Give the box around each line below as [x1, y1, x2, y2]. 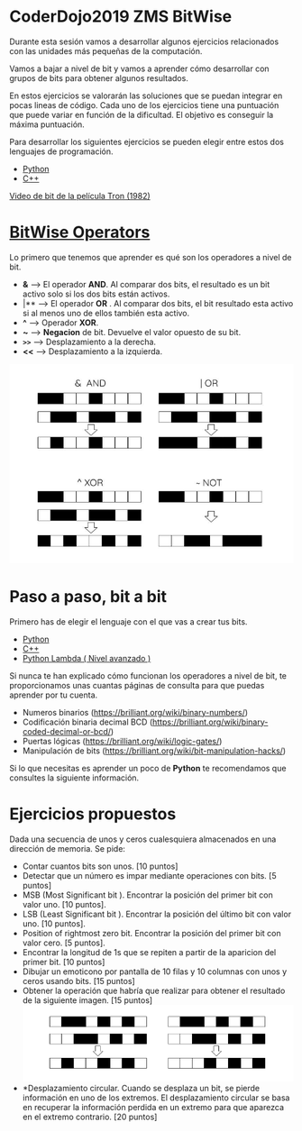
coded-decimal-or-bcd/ [22, 725, 111, 736]
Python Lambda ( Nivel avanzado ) [22, 652, 151, 663]
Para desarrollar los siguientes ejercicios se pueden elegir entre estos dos [9, 136, 284, 147]
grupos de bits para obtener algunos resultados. [9, 72, 189, 83]
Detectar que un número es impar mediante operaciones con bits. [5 [22, 870, 277, 880]
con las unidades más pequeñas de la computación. [9, 45, 203, 56]
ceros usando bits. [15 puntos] [22, 975, 135, 986]
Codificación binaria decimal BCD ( [22, 716, 153, 727]
